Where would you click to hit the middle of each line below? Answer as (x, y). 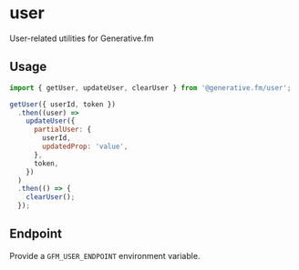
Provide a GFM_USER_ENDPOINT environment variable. (105, 255)
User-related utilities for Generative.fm (82, 38)
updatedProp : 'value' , (85, 146)
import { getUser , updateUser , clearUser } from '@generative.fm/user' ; (150, 88)
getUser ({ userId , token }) (63, 104)
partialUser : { (62, 130)
